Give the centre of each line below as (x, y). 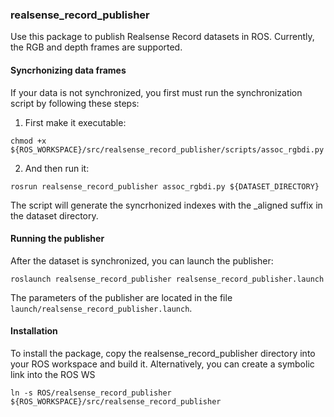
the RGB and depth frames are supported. (96, 47)
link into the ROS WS (53, 374)
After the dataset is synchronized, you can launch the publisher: (142, 260)
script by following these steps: (75, 103)
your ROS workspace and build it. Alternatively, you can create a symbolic (162, 364)
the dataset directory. (54, 215)
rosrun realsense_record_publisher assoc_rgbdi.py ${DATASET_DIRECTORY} (165, 186)
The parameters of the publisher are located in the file (121, 297)
